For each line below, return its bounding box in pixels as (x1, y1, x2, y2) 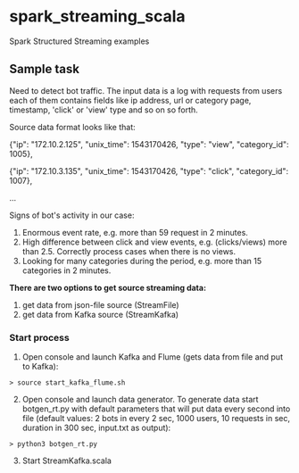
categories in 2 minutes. (21, 265, 112, 276)
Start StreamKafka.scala (21, 455, 112, 466)
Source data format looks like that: (9, 121, 136, 132)
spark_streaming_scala (9, 6, 186, 27)
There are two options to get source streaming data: (9, 282, 207, 293)
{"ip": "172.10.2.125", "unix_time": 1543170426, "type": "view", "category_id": (9, 138, 289, 149)
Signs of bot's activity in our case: (9, 210, 135, 220)
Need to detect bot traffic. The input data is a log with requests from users (9, 85, 283, 95)
